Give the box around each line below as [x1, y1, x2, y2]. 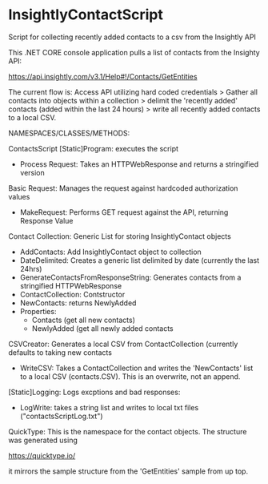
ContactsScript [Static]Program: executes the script [8, 143, 178, 153]
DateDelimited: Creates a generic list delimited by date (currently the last [19, 255, 260, 265]
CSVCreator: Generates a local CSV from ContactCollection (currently [8, 339, 238, 349]
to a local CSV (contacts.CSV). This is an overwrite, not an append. [19, 371, 241, 381]
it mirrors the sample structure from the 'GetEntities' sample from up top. [8, 466, 249, 476]
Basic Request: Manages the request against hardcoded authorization [8, 183, 238, 193]
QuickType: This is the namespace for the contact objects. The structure [8, 426, 247, 436]
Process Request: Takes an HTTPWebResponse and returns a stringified [19, 159, 259, 169]
